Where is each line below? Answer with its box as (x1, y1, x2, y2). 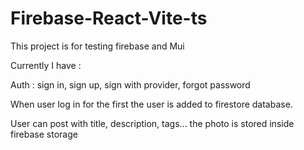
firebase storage (10, 128, 78, 140)
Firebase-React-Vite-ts (10, 7, 208, 30)
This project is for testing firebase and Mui (10, 40, 185, 52)
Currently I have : (10, 59, 82, 71)
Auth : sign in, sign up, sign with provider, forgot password (10, 78, 251, 91)
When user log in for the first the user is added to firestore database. (10, 98, 293, 110)
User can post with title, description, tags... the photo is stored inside (10, 117, 295, 129)
